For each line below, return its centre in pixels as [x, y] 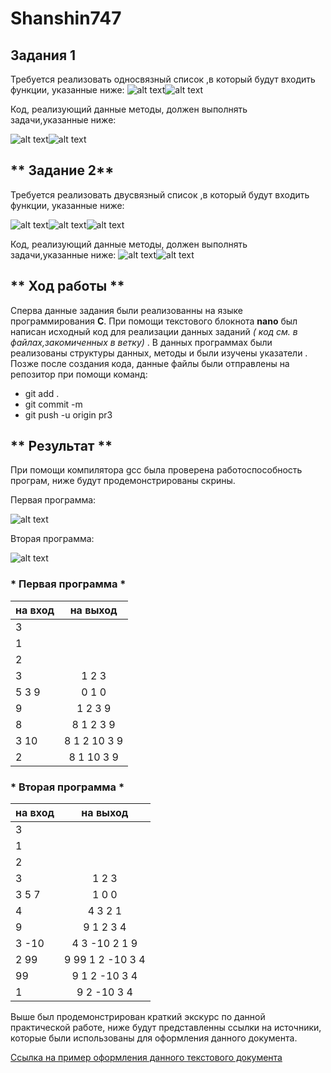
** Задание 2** [62, 170]
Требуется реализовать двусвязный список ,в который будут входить [160, 194]
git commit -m [53, 404]
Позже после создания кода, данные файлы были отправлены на [150, 363]
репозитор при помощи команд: [79, 374]
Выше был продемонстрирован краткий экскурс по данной [138, 1017]
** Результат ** [61, 446]
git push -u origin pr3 [68, 414]
